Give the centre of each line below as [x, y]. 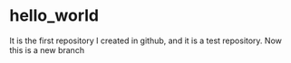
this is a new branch [47, 49]
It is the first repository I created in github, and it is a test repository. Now [146, 40]
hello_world [54, 16]
